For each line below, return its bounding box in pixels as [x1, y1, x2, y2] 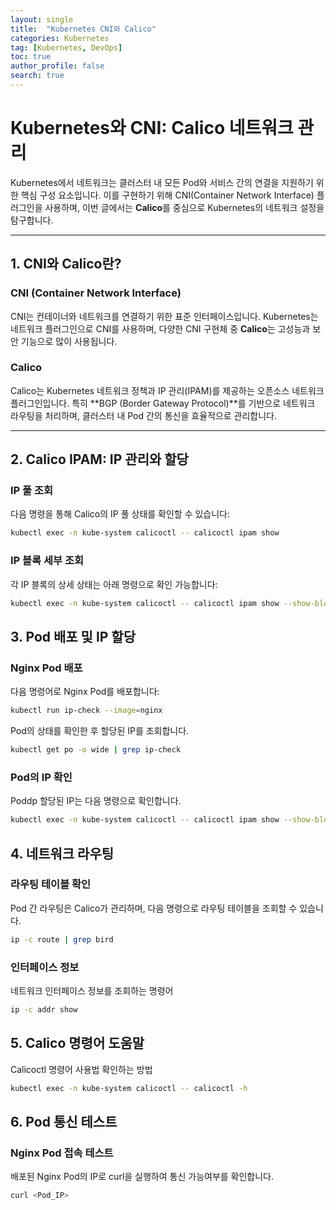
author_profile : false [10, 61, 105, 71]
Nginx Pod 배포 [10, 661, 83, 675]
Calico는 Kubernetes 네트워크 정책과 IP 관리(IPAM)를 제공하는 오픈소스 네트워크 [10, 384, 325, 396]
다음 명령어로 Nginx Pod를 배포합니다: [10, 686, 160, 698]
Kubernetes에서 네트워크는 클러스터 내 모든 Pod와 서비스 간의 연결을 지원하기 [10, 176, 314, 188]
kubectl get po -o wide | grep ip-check [10, 745, 182, 755]
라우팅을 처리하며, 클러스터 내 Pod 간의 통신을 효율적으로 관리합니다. [10, 409, 278, 421]
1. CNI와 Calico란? [10, 256, 122, 273]
